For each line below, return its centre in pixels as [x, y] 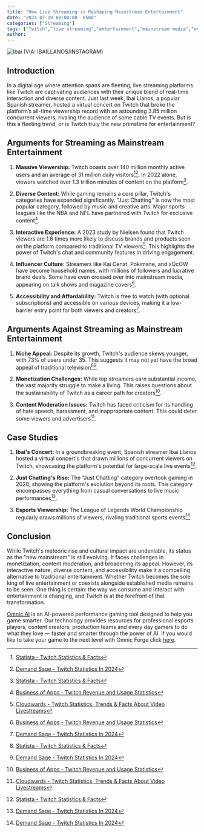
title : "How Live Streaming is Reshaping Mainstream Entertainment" [95, 12]
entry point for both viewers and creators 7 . [87, 310]
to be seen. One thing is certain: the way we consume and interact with [96, 590]
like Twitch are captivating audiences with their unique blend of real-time [98, 92]
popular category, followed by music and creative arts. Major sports [100, 207]
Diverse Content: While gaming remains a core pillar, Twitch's [93, 194]
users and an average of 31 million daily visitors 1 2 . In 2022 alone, [96, 174]
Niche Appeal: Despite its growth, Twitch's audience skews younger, [102, 353]
